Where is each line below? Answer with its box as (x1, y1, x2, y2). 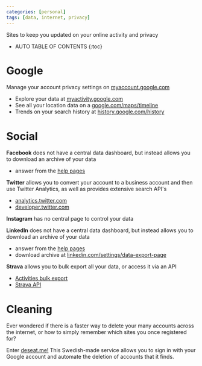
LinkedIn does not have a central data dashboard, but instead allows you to (6, 227, 194, 234)
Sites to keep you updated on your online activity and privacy (6, 31, 159, 38)
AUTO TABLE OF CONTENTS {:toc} (14, 43, 103, 50)
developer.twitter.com (14, 203, 69, 211)
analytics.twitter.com (14, 197, 68, 204)
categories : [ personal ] (6, 8, 66, 15)
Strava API (14, 281, 42, 288)
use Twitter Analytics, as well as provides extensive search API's (6, 185, 167, 193)
